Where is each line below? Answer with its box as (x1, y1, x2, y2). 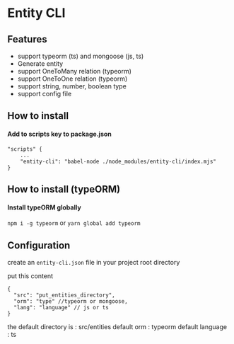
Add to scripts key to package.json (7, 130, 112, 138)
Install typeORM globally (7, 203, 81, 212)
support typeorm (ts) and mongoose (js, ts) (17, 52, 144, 60)
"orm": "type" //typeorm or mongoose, (13, 298, 129, 305)
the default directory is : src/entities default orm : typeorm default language (7, 323, 228, 331)
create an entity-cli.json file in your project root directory (7, 258, 180, 266)
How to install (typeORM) (7, 183, 121, 195)
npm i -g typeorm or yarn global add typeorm (7, 219, 141, 227)
